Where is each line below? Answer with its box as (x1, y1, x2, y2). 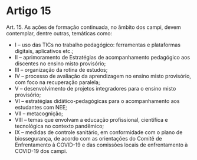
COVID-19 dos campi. (14, 147, 68, 154)
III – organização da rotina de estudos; (14, 66, 108, 73)
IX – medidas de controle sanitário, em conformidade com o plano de (14, 128, 183, 136)
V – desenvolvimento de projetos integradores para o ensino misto (14, 85, 176, 92)
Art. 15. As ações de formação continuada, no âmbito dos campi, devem (6, 24, 181, 31)
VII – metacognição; (14, 110, 64, 117)
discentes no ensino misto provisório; (14, 60, 106, 67)
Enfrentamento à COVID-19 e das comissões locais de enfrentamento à (14, 141, 188, 148)
